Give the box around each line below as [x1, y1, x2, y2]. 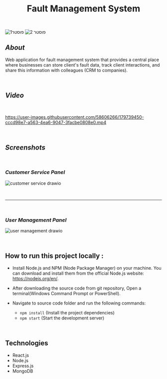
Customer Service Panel [5, 169, 66, 176]
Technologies [5, 339, 49, 348]
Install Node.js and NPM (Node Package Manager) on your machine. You [12, 265, 162, 271]
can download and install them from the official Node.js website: [12, 270, 144, 276]
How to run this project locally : [5, 252, 104, 260]
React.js [12, 352, 29, 358]
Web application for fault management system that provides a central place [5, 57, 159, 63]
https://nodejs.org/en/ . [12, 275, 59, 281]
